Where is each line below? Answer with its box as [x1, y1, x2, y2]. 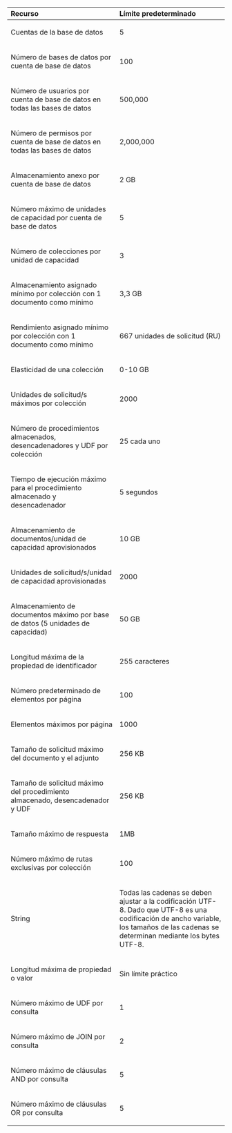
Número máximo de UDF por [10, 998, 104, 1007]
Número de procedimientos [10, 424, 100, 433]
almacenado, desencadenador [10, 795, 110, 805]
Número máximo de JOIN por [10, 1032, 106, 1041]
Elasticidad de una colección [10, 365, 104, 374]
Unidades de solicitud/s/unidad [10, 568, 112, 577]
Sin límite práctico [119, 969, 178, 978]
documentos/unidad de [10, 534, 86, 543]
